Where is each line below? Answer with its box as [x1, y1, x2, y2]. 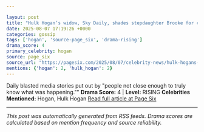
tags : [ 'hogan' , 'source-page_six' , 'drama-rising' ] [6, 37, 143, 43]
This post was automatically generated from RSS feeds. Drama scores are [6, 112, 193, 119]
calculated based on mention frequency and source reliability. [6, 119, 162, 126]
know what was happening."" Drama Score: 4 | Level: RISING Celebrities [6, 88, 190, 96]
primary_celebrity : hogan [6, 48, 72, 55]
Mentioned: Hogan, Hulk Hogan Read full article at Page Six [6, 95, 157, 102]
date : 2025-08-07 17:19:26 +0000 [6, 26, 91, 32]
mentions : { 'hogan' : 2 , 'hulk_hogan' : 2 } [6, 65, 113, 71]
